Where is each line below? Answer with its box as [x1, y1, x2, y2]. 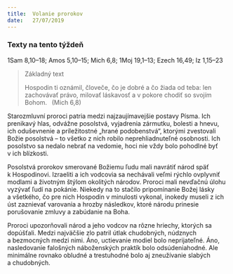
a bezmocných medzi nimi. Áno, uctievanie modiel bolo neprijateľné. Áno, [7, 236, 220, 244]
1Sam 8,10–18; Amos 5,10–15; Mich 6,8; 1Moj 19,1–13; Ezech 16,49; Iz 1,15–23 [7, 56, 223, 64]
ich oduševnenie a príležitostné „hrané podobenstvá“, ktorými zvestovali [7, 126, 216, 135]
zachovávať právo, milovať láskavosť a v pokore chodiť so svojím [24, 91, 212, 99]
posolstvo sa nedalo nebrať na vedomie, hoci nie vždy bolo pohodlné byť [7, 141, 218, 150]
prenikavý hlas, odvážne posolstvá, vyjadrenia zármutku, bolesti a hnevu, [7, 119, 220, 127]
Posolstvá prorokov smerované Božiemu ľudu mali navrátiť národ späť [7, 162, 209, 171]
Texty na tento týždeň [7, 40, 84, 50]
